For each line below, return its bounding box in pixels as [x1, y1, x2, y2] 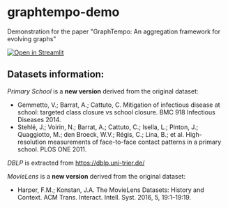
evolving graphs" [7, 34, 56, 43]
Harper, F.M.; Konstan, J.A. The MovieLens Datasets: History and [17, 186, 204, 194]
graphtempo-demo [7, 4, 120, 20]
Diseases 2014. [17, 115, 61, 124]
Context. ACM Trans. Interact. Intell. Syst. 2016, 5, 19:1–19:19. [17, 193, 192, 201]
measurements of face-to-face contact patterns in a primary [47, 138, 222, 146]
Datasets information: [7, 68, 105, 80]
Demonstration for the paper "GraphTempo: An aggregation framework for [7, 27, 221, 36]
